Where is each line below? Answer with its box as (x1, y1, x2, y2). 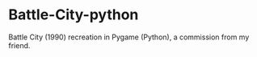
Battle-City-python (8, 6, 139, 24)
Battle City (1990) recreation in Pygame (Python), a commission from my (8, 32, 250, 42)
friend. (8, 40, 31, 50)
